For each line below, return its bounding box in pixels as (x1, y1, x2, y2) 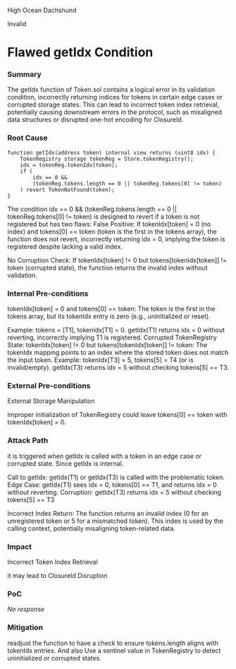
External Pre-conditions (7, 381, 91, 390)
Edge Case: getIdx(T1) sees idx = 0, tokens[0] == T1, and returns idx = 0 (7, 480, 217, 489)
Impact (7, 541, 32, 551)
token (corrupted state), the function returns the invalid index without (7, 263, 208, 272)
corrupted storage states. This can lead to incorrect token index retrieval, (7, 100, 220, 109)
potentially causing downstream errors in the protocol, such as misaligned (7, 108, 223, 116)
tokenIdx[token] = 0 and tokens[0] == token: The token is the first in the (7, 305, 216, 313)
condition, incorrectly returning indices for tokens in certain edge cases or (7, 93, 223, 102)
